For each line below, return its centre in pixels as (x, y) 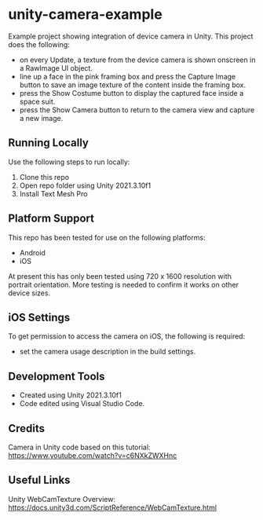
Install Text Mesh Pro (53, 193)
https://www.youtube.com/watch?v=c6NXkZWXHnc (93, 456)
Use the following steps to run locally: (69, 162)
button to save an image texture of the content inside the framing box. (132, 85)
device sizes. (29, 293)
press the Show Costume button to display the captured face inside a (131, 93)
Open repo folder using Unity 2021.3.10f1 (85, 185)
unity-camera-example (85, 15)
